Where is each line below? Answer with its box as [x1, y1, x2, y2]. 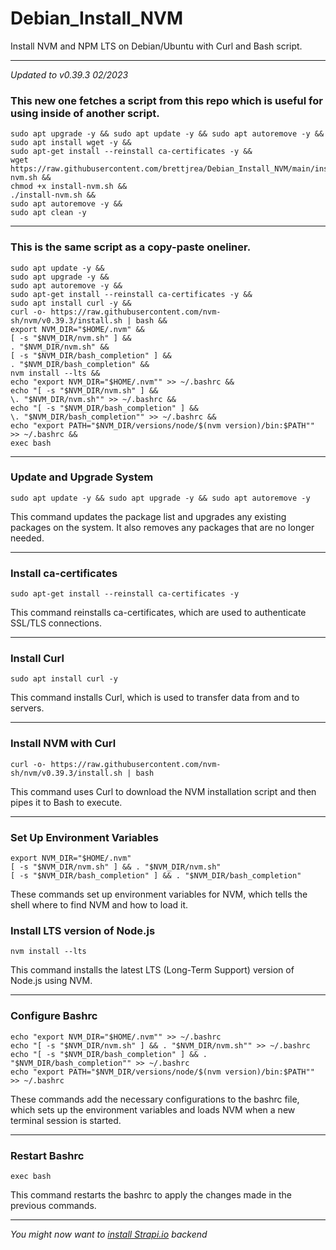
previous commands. [10, 1199, 97, 1211]
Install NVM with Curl [10, 737, 117, 751]
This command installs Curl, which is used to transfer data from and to [10, 692, 300, 704]
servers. [10, 702, 45, 714]
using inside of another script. [10, 106, 160, 120]
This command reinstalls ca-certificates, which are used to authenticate [10, 607, 307, 619]
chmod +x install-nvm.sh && [10, 182, 128, 192]
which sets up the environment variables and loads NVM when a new [10, 1103, 296, 1116]
